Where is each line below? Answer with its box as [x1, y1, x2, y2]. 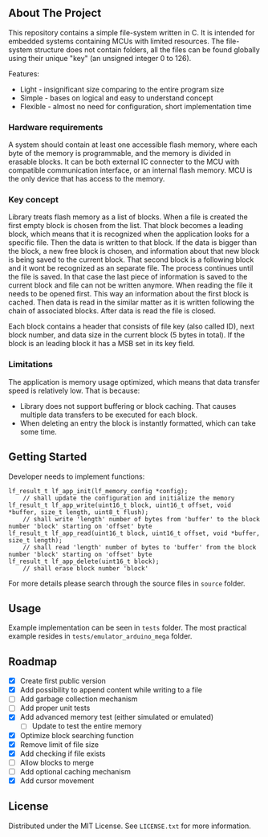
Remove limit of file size [19, 739, 99, 749]
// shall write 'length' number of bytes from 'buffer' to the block [22, 515, 261, 523]
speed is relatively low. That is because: [8, 386, 140, 395]
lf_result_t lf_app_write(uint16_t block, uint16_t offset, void [8, 501, 231, 509]
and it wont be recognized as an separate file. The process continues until [8, 263, 254, 273]
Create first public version [19, 676, 107, 686]
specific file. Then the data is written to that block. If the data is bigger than [8, 238, 257, 247]
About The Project [8, 6, 102, 20]
